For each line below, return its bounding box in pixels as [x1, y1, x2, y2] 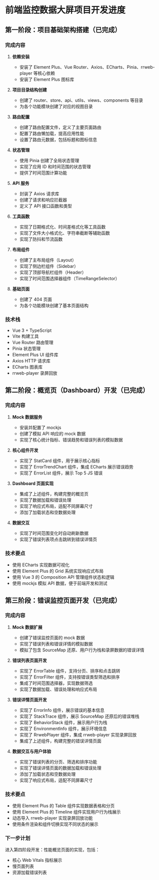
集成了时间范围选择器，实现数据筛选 [19, 680, 93, 686]
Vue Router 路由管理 [12, 340, 54, 346]
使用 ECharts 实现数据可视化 [12, 562, 70, 568]
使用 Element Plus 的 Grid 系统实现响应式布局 [12, 568, 104, 574]
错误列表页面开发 [12, 657, 47, 663]
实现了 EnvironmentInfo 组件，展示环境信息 [19, 726, 107, 732]
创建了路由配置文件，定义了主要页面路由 [19, 124, 102, 130]
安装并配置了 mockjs [19, 424, 61, 430]
